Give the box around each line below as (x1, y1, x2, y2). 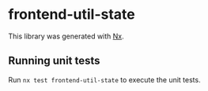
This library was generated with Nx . (8, 31, 124, 41)
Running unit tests (8, 54, 100, 67)
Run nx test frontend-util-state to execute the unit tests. (8, 75, 201, 84)
